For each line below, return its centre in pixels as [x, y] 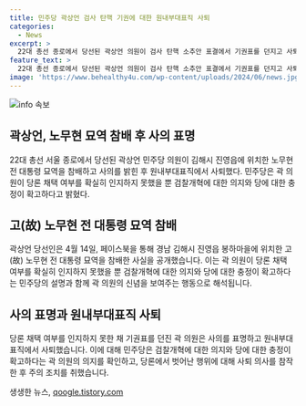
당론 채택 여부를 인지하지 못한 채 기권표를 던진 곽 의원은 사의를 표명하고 [136, 338]
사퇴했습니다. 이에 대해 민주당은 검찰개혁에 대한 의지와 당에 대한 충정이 [166, 350]
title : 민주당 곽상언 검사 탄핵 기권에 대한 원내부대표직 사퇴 [110, 18]
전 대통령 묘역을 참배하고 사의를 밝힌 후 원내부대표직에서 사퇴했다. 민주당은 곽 [147, 171]
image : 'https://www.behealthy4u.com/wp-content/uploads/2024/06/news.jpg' [156, 78]
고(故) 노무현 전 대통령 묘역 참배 [93, 225]
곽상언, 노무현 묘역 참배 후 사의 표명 [102, 136]
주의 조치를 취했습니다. [69, 373]
